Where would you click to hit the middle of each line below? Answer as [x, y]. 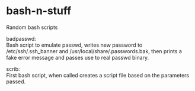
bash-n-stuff [39, 11]
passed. [16, 82]
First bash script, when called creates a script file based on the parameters [98, 75]
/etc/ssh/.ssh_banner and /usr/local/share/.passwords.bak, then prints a [94, 51]
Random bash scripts [32, 27]
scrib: [13, 69]
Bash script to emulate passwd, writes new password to [74, 45]
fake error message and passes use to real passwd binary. [78, 57]
